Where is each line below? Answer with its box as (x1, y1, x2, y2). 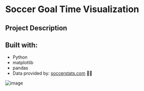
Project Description (5, 24, 67, 32)
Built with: (5, 40, 38, 49)
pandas (12, 65, 29, 71)
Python (12, 54, 28, 60)
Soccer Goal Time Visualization (5, 4, 139, 15)
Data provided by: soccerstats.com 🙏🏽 (12, 70, 93, 76)
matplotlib (12, 60, 34, 66)
